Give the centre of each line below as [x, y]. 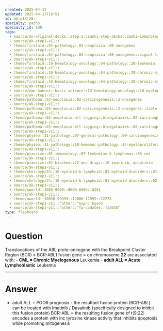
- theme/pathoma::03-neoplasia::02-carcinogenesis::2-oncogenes [76, 100]
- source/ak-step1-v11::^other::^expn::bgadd [56, 203]
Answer [21, 289]
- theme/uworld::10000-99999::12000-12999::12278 [60, 199]
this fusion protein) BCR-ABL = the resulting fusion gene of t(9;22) [78, 313]
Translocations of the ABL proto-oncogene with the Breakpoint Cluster [76, 250]
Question [24, 236]
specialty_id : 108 [24, 28]
